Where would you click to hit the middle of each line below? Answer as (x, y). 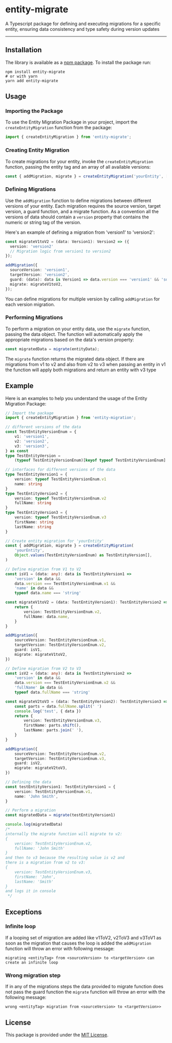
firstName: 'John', (35, 877)
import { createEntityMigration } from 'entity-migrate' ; (68, 137)
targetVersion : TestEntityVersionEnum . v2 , (60, 645)
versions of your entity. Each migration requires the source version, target (83, 206)
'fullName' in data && (39, 688)
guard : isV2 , (28, 763)
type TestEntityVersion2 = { (36, 493)
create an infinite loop (32, 962)
